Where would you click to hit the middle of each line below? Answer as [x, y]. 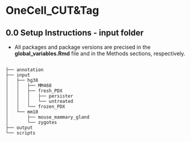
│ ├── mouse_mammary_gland [48, 117]
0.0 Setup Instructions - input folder [75, 33]
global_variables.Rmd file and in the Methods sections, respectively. [100, 54]
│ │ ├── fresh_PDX [34, 91]
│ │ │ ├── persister [39, 96]
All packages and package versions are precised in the [83, 47]
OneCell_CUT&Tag [52, 11]
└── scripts [20, 133]
